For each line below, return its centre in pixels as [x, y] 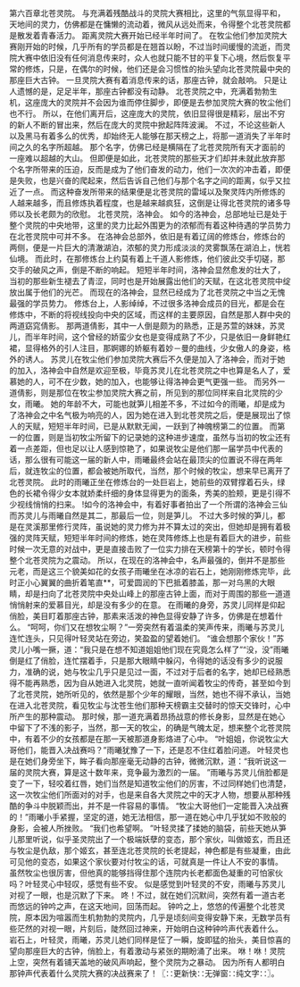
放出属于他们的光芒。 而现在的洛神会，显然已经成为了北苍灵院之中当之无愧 [147, 292]
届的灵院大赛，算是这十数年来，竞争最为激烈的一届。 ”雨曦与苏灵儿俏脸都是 [149, 772]
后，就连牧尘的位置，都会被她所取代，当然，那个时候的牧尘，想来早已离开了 [150, 471]
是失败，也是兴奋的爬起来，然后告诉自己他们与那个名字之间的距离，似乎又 [146, 180]
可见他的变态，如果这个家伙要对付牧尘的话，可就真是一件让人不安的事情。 [146, 862]
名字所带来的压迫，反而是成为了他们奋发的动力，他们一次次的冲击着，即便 [154, 169]
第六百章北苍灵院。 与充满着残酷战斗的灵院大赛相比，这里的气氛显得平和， [147, 13]
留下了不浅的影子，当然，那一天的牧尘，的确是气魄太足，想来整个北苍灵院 [154, 728]
